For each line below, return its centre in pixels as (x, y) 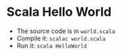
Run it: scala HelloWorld (52, 45)
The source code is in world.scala (66, 31)
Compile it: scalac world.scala (61, 38)
